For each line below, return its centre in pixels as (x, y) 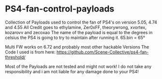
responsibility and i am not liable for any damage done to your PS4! (72, 71)
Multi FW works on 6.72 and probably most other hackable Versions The (77, 47)
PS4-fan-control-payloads (60, 9)
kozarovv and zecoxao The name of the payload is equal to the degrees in (79, 32)
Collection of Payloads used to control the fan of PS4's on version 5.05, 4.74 (81, 22)
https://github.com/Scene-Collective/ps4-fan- (103, 52)
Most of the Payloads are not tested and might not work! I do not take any (78, 66)
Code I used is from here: (30, 52)
